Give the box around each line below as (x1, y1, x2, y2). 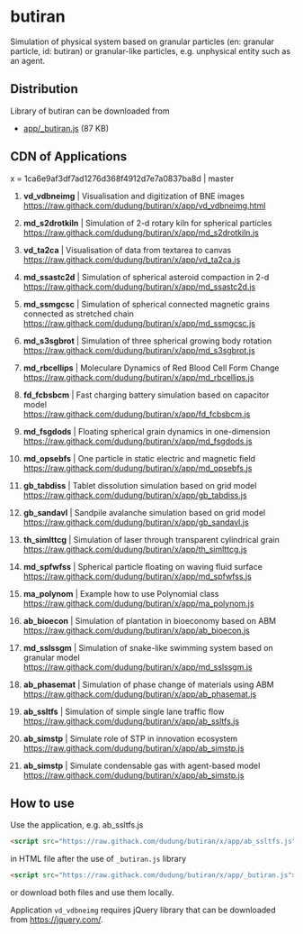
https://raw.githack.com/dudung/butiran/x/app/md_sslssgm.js (22, 661, 253, 673)
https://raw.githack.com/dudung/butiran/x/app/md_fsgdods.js (22, 435, 253, 446)
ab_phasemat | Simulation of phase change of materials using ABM (22, 679, 274, 690)
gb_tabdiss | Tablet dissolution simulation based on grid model (22, 480, 257, 490)
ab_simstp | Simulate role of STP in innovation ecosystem (22, 733, 238, 744)
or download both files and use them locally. (10, 887, 174, 898)
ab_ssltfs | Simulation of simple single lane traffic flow (22, 706, 225, 717)
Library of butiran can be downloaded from (10, 105, 170, 116)
